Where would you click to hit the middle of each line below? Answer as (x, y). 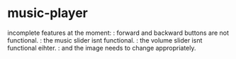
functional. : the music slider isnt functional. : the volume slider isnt (105, 40)
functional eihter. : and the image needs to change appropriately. (102, 48)
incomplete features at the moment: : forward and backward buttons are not (118, 33)
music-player (48, 13)
